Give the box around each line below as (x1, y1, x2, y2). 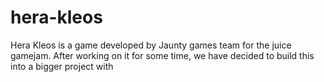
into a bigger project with (10, 60, 114, 72)
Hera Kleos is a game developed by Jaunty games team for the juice (10, 39, 292, 51)
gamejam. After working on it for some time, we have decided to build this (10, 49, 315, 61)
